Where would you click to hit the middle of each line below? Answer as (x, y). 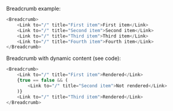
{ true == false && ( (43, 80)
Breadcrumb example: (34, 9)
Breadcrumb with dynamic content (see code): (64, 58)
